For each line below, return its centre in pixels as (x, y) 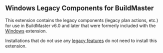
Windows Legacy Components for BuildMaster (79, 8)
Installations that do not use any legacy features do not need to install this (81, 40)
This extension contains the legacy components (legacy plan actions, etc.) (82, 20)
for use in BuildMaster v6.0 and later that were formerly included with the (80, 25)
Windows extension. (26, 31)
